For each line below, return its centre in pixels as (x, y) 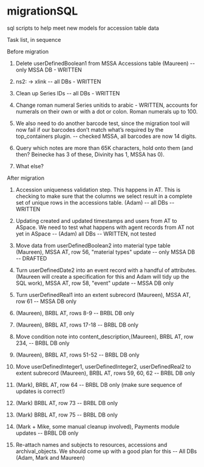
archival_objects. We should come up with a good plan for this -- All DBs (106, 451)
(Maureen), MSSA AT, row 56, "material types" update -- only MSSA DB (105, 252)
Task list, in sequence (34, 39)
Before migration (28, 51)
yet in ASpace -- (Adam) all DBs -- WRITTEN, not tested (86, 233)
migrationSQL (42, 11)
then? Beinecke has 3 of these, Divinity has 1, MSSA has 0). (90, 154)
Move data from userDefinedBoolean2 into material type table (93, 245)
